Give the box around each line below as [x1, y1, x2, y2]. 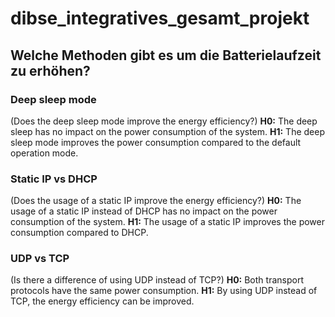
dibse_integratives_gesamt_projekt [10, 7, 310, 30]
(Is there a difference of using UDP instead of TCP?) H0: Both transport [10, 274, 304, 286]
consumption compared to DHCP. [10, 227, 149, 239]
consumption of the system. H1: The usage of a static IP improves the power [10, 216, 325, 228]
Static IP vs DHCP [10, 172, 98, 186]
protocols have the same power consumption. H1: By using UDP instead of [10, 285, 318, 297]
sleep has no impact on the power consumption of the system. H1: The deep [10, 125, 325, 137]
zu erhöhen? [10, 62, 91, 79]
